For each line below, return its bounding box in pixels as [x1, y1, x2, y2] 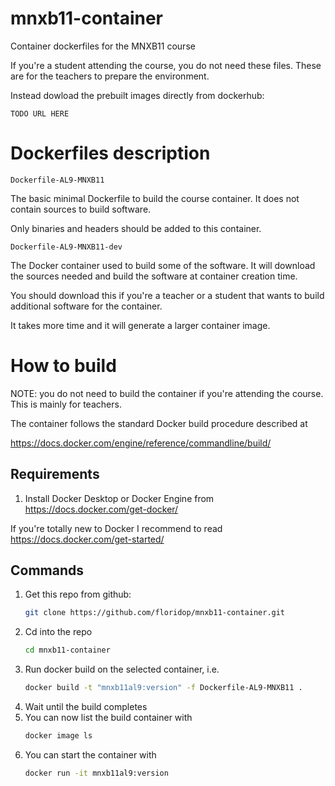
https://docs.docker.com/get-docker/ [24, 503, 179, 515]
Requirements [10, 466, 100, 483]
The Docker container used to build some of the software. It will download [10, 259, 316, 271]
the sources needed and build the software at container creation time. [10, 270, 298, 282]
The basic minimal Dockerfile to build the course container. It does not [10, 192, 300, 204]
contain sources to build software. [10, 203, 152, 215]
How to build [10, 355, 117, 377]
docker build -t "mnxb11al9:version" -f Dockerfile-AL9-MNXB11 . [24, 683, 303, 693]
